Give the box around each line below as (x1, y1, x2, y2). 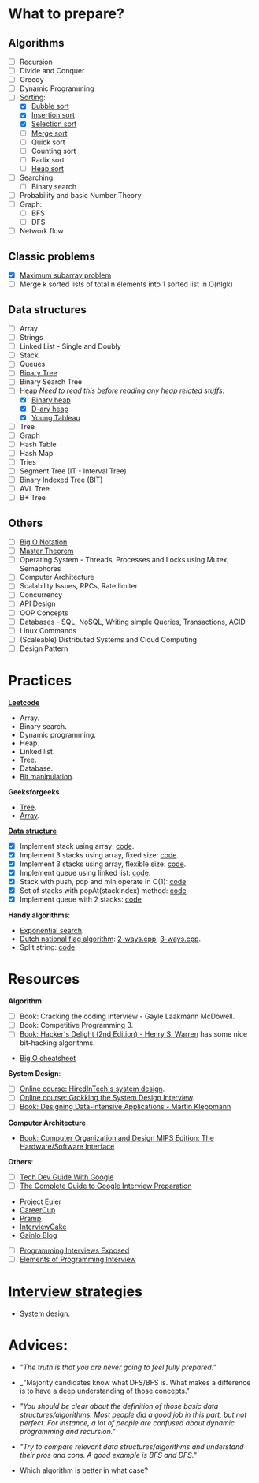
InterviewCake (19, 1222, 67, 1231)
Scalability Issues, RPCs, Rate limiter (19, 581, 138, 591)
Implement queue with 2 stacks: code (19, 895, 142, 904)
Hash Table (19, 439, 57, 449)
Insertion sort (31, 110, 76, 120)
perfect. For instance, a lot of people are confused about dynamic (19, 1418, 235, 1428)
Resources (8, 970, 80, 988)
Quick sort (31, 137, 65, 147)
